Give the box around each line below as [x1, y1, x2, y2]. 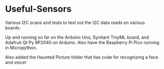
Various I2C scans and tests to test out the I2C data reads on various [5, 20, 145, 25]
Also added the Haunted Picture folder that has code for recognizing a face [5, 54, 158, 60]
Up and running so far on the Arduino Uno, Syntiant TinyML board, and [5, 34, 149, 40]
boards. [5, 24, 21, 30]
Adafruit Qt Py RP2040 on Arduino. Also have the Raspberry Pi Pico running [5, 39, 160, 45]
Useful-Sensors [5, 3, 72, 15]
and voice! [5, 59, 27, 65]
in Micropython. [5, 45, 37, 50]
